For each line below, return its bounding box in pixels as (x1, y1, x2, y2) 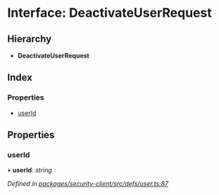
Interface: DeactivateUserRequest (7, 5, 213, 21)
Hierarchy (7, 33, 52, 45)
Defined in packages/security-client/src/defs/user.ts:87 (7, 180, 169, 188)
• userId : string (7, 166, 53, 175)
